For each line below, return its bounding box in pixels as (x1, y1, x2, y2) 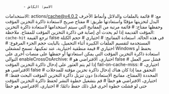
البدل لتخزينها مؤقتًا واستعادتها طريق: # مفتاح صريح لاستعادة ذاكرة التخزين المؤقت (5, 19, 159, 24)
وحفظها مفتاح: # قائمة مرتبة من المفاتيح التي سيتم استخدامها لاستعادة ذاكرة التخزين (5, 24, 163, 30)
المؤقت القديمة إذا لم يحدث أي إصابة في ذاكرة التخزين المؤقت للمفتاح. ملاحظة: (5, 29, 155, 35)
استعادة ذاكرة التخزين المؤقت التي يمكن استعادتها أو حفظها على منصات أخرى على (5, 51, 160, 57)
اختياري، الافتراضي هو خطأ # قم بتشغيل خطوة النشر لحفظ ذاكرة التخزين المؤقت (5, 78, 157, 83)
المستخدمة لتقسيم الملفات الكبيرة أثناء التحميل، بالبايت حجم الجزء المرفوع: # (5, 40, 151, 46)
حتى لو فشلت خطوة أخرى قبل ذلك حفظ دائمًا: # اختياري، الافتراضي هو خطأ (5, 83, 147, 89)
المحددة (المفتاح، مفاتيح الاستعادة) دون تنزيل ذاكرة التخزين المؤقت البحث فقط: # (5, 72, 158, 78)
